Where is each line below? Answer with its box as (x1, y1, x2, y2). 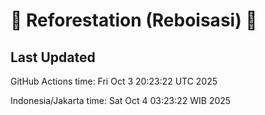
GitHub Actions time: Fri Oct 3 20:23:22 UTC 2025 (10, 75, 218, 87)
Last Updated (10, 49, 96, 66)
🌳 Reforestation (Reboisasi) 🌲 (10, 9, 258, 32)
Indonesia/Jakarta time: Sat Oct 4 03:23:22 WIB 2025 (10, 95, 232, 106)
